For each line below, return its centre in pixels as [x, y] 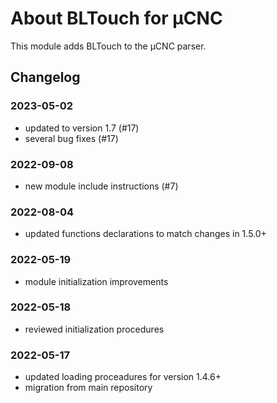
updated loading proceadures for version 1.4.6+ [123, 377]
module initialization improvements [96, 281]
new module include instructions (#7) [101, 186]
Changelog [45, 77]
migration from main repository [88, 388]
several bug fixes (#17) [71, 138]
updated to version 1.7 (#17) [82, 128]
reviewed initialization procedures [94, 329]
